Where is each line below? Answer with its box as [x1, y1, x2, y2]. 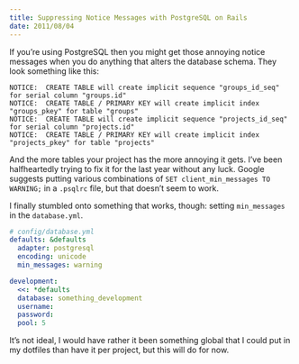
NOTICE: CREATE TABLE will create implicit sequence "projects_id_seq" [9, 114, 288, 123]
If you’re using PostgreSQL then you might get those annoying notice [9, 46, 266, 57]
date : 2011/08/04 [9, 22, 75, 31]
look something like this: [9, 65, 99, 77]
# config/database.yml [9, 227, 95, 236]
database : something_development [17, 294, 143, 303]
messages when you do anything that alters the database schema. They [9, 56, 277, 67]
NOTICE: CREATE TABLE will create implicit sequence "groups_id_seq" [9, 83, 280, 92]
